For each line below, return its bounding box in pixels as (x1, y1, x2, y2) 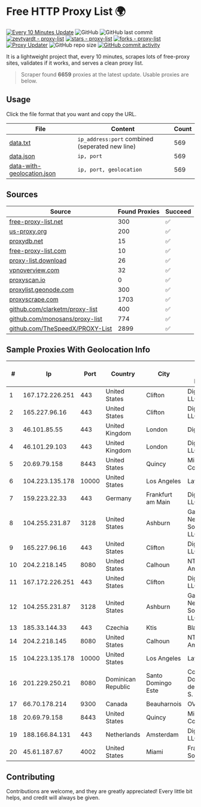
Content (111, 124, 135, 133)
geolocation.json (9, 169, 56, 177)
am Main (146, 498, 170, 506)
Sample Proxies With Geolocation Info (6, 345, 151, 355)
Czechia (105, 623, 129, 632)
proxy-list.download (9, 256, 67, 264)
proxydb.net (9, 237, 44, 245)
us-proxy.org (9, 227, 47, 235)
